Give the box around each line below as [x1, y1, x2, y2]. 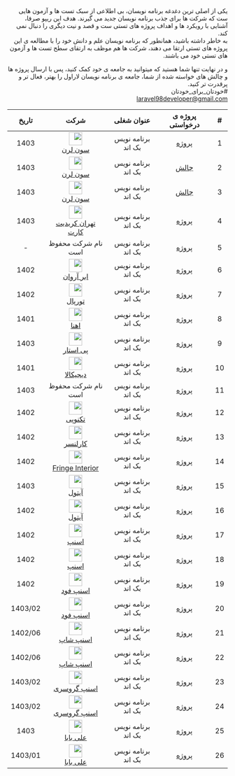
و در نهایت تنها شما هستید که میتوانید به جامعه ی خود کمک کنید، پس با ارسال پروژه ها [8, 65, 228, 73]
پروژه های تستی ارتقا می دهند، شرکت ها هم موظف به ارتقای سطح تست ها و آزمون [9, 44, 228, 52]
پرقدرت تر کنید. [187, 80, 228, 87]
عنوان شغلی [114, 115, 150, 125]
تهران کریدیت [55, 218, 96, 227]
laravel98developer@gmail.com [136, 94, 228, 103]
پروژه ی [172, 111, 197, 120]
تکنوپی [66, 414, 86, 423]
